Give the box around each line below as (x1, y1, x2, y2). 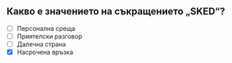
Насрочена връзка (16, 48, 74, 56)
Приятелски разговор (16, 31, 82, 41)
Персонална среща (16, 24, 75, 32)
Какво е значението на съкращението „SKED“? (6, 6, 226, 17)
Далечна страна (16, 40, 66, 48)
